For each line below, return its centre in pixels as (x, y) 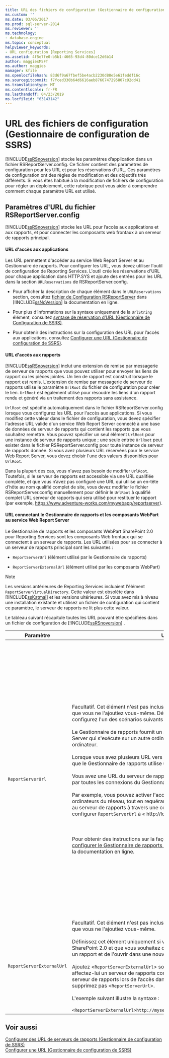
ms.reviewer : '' (22, 29)
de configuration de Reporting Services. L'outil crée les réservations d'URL (82, 271)
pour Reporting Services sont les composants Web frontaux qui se (74, 536)
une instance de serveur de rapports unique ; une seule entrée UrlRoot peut (84, 440)
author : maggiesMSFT (27, 61)
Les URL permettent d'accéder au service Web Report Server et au (75, 260)
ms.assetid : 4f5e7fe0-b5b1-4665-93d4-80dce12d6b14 (59, 57)
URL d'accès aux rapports (33, 355)
